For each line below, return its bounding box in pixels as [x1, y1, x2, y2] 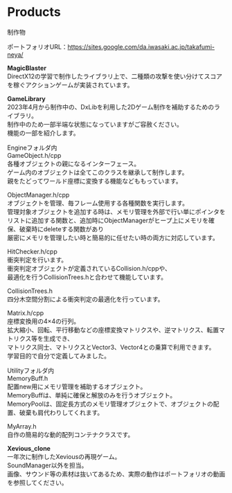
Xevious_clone [7, 444, 51, 452]
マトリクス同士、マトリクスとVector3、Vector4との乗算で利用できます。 [7, 343, 215, 351]
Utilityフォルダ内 [7, 366, 54, 375]
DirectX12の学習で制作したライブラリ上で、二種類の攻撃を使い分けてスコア [7, 72, 223, 80]
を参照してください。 [7, 478, 68, 487]
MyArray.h [7, 422, 37, 430]
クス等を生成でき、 [19, 334, 74, 343]
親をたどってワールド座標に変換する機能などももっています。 [7, 177, 182, 185]
